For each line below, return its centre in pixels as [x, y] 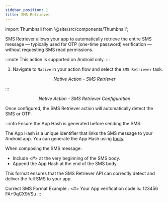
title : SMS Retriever [28, 15]
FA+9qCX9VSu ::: [23, 194]
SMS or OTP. [18, 114]
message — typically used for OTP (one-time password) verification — [78, 44]
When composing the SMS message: [44, 148]
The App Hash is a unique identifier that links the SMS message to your [79, 133]
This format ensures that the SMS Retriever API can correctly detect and [80, 173]
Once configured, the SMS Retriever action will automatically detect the [79, 108]
